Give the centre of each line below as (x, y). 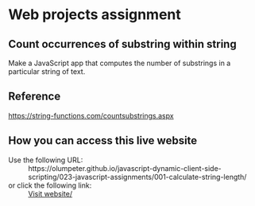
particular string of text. (47, 72)
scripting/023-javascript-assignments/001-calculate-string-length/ (137, 177)
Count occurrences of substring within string (122, 44)
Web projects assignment (95, 15)
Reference (35, 97)
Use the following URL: (46, 160)
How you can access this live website (103, 141)
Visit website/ (50, 193)
